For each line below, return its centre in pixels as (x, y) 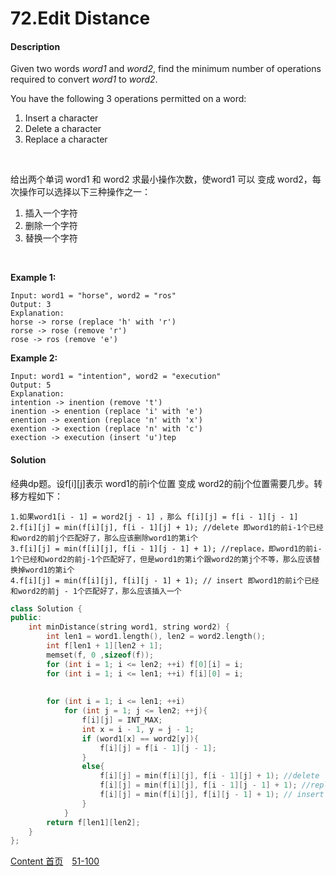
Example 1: (33, 278)
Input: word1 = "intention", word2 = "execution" (116, 377)
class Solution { (46, 608)
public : (26, 618)
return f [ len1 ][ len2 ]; (93, 822)
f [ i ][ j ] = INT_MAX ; (122, 720)
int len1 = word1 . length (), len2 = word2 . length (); (156, 637)
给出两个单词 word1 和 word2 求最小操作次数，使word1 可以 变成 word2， (161, 179)
